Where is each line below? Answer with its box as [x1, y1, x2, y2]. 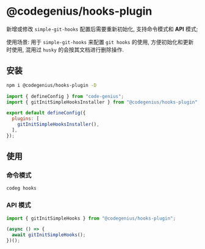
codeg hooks [6, 185, 37, 191]
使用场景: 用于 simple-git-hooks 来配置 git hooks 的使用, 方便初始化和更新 [6, 38, 194, 45]
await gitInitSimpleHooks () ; [12, 232, 86, 238]
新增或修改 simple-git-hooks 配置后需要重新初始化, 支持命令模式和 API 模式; [6, 25, 198, 32]
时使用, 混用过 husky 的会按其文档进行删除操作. [6, 46, 124, 53]
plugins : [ [12, 116, 40, 122]
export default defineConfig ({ [6, 110, 86, 116]
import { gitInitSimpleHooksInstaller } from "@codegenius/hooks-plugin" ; [6, 99, 201, 105]
